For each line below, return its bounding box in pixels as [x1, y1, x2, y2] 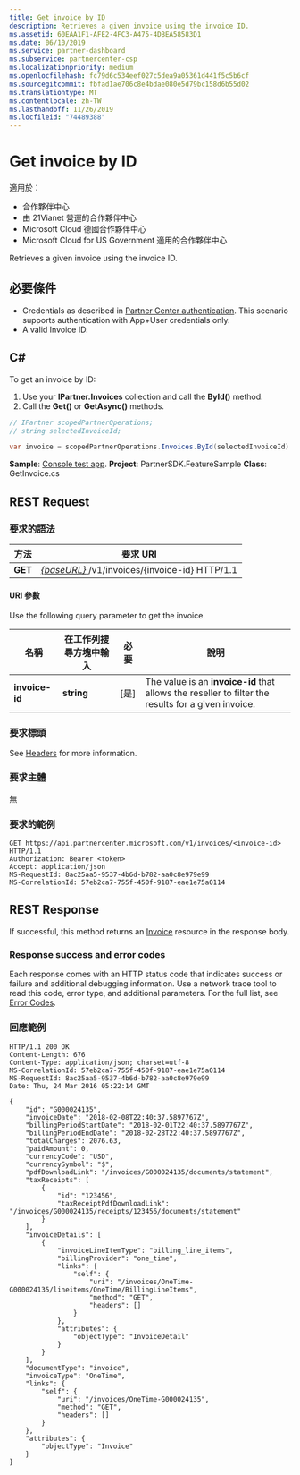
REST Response [9, 902, 100, 917]
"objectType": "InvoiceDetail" [72, 1332, 190, 1341]
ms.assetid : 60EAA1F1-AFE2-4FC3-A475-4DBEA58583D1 [9, 30, 202, 38]
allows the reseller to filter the [145, 686, 270, 699]
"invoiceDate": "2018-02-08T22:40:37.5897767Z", [25, 1113, 210, 1121]
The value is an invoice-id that [145, 676, 275, 688]
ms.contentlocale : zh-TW [9, 96, 102, 106]
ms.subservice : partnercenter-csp [9, 55, 138, 64]
